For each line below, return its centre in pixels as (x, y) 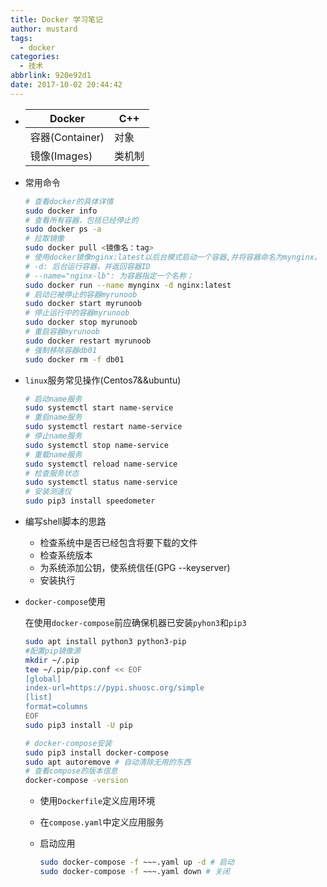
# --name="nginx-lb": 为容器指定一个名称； (109, 276)
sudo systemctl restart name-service (103, 427)
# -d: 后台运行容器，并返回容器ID (87, 266)
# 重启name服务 (53, 417)
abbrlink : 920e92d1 (51, 76)
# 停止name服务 (53, 436)
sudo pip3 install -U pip (78, 725)
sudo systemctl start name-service (99, 408)
